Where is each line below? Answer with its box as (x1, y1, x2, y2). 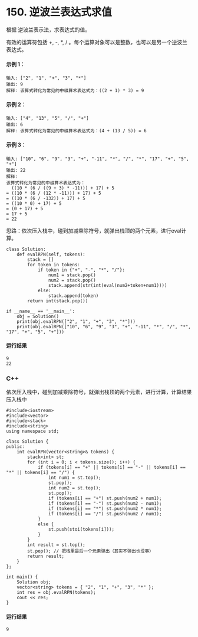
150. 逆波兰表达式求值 (6, 5, 112, 19)
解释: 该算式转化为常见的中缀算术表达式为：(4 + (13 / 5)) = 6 (6, 128, 147, 134)
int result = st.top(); (27, 542, 85, 548)
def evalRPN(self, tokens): (16, 251, 85, 257)
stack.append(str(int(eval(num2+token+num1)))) (48, 282, 167, 288)
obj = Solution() (16, 313, 60, 319)
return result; (27, 553, 65, 560)
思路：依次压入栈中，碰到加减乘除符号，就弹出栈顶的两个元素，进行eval (6, 227, 181, 234)
